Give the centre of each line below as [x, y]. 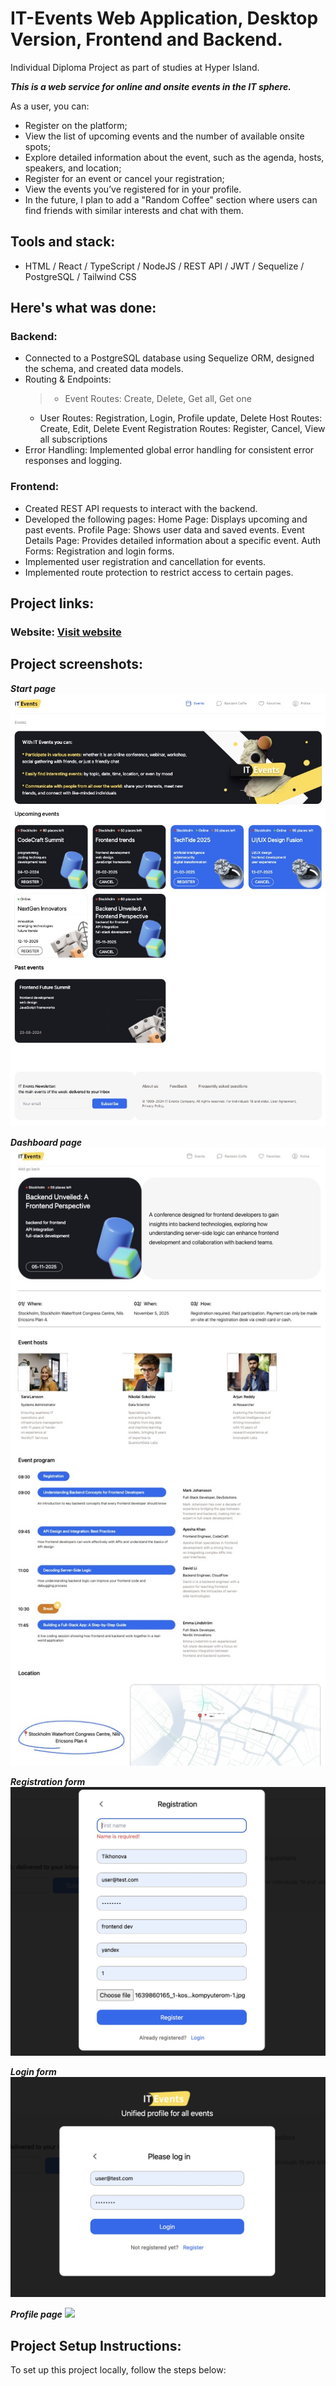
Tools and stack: [63, 242]
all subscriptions [73, 439]
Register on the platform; [76, 125]
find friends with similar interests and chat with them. [134, 210]
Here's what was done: [83, 308]
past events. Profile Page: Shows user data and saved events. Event [164, 529]
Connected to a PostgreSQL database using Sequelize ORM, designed [169, 358]
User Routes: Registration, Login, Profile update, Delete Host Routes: [181, 418]
